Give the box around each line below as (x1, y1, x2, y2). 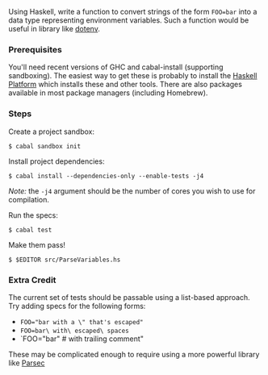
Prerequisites (8, 44, 62, 55)
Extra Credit (8, 274, 57, 285)
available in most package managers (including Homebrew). (8, 88, 208, 98)
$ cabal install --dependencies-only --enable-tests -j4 (8, 172, 204, 180)
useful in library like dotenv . (8, 24, 101, 33)
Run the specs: (8, 210, 58, 220)
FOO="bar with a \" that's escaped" (19, 318, 144, 326)
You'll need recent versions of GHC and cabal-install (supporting (8, 62, 224, 72)
